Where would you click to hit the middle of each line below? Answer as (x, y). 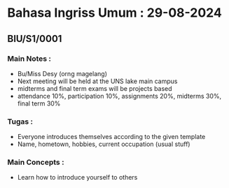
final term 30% (39, 103)
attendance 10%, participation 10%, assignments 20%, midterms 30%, (119, 96)
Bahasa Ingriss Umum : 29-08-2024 (114, 13)
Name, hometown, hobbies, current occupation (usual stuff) (104, 144)
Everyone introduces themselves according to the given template (111, 137)
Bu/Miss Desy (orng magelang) (62, 73)
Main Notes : (29, 59)
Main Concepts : (36, 162)
